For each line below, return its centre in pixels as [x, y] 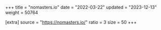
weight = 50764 [22, 12]
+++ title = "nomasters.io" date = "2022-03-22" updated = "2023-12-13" [81, 7]
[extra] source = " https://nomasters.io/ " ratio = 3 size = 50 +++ [71, 22]
